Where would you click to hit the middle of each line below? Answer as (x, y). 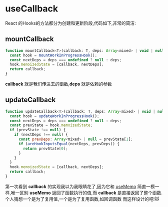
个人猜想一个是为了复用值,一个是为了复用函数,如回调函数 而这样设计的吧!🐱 (82, 199)
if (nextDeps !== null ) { (41, 135)
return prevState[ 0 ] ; (46, 148)
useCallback (32, 9)
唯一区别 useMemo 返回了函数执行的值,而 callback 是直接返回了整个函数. (87, 193)
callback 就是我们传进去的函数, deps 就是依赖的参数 (59, 84)
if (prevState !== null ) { (38, 130)
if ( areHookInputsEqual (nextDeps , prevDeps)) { (69, 144)
